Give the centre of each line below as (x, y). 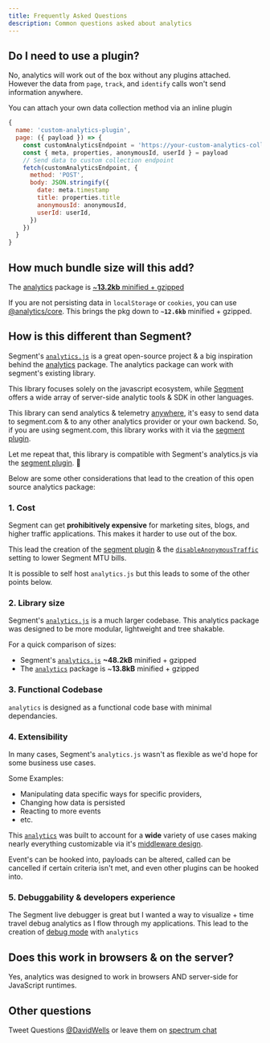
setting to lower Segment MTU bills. (67, 558)
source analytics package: (52, 486)
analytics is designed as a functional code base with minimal (110, 707)
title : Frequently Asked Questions (68, 16)
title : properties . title (79, 198)
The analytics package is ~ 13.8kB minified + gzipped (109, 668)
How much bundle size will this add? (101, 268)
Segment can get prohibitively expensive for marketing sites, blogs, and (129, 525)
